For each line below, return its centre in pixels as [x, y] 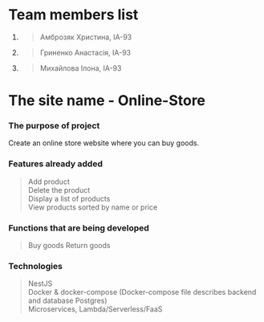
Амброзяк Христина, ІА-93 [86, 37]
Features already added [55, 164]
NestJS [40, 283]
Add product [49, 181]
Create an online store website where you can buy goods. [104, 143]
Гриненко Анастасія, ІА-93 [85, 52]
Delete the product [59, 190]
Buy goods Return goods [69, 246]
